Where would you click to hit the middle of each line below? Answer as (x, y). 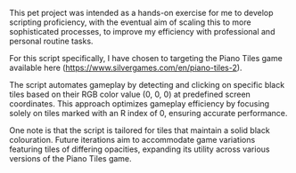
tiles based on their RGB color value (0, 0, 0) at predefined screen (130, 94)
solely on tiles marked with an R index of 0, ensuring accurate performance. (148, 113)
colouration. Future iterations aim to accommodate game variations (132, 140)
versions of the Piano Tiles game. (70, 158)
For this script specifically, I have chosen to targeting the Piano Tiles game (146, 58)
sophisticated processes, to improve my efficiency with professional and (142, 31)
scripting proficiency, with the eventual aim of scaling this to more (130, 22)
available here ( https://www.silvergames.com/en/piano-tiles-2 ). (126, 67)
